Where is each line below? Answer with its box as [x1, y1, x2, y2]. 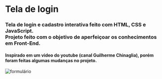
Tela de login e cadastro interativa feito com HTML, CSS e [5, 21, 146, 28]
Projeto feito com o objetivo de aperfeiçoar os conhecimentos [5, 34, 157, 41]
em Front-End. [5, 40, 41, 47]
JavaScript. [5, 27, 34, 34]
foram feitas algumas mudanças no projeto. [5, 57, 97, 63]
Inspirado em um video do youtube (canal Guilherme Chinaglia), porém [5, 52, 154, 58]
